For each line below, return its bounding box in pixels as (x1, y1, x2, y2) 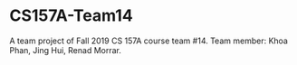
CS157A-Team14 (9, 5, 133, 26)
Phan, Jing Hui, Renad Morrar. (9, 44, 122, 55)
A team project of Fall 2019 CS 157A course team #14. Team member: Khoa (9, 35, 288, 46)
